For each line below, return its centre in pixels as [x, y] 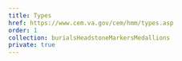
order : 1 [23, 30]
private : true [32, 45]
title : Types [30, 15]
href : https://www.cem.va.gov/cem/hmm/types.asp [91, 23]
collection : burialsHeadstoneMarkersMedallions [89, 38]
